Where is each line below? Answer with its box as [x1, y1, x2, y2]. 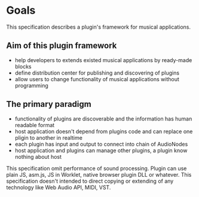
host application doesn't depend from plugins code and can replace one [14, 128, 193, 135]
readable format [14, 121, 55, 128]
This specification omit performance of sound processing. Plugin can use [6, 165, 187, 172]
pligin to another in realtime [14, 134, 82, 141]
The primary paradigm [6, 99, 91, 109]
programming [14, 82, 49, 89]
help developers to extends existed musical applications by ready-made [14, 56, 192, 63]
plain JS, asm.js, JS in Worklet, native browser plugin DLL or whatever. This [6, 171, 192, 178]
